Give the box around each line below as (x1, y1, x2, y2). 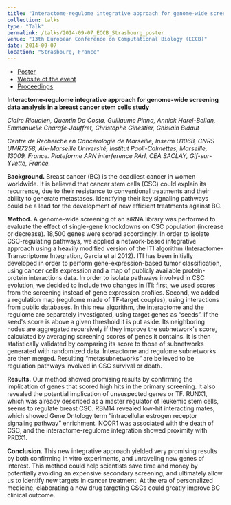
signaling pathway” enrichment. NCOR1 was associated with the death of (7, 419, 214, 427)
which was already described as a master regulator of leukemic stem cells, (7, 397, 219, 405)
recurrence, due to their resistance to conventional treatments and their (7, 187, 210, 195)
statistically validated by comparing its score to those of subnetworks (7, 339, 204, 348)
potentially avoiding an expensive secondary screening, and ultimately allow (7, 468, 223, 477)
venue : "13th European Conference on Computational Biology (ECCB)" (7, 36, 208, 43)
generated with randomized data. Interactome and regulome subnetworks (7, 346, 217, 355)
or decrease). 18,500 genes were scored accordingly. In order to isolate (7, 229, 210, 238)
